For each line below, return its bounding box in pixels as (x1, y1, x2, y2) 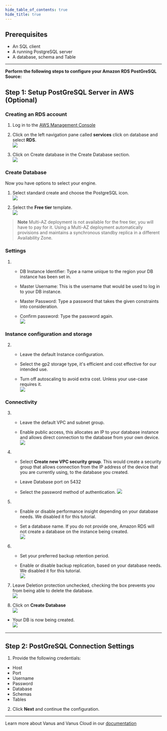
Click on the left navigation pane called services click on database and (12, 132, 158, 137)
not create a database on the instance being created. (19, 529, 129, 535)
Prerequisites (5, 30, 48, 39)
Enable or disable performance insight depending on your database (19, 508, 158, 515)
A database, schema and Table (12, 54, 76, 60)
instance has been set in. (19, 274, 71, 279)
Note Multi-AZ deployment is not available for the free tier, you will (17, 219, 154, 225)
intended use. (19, 366, 48, 372)
